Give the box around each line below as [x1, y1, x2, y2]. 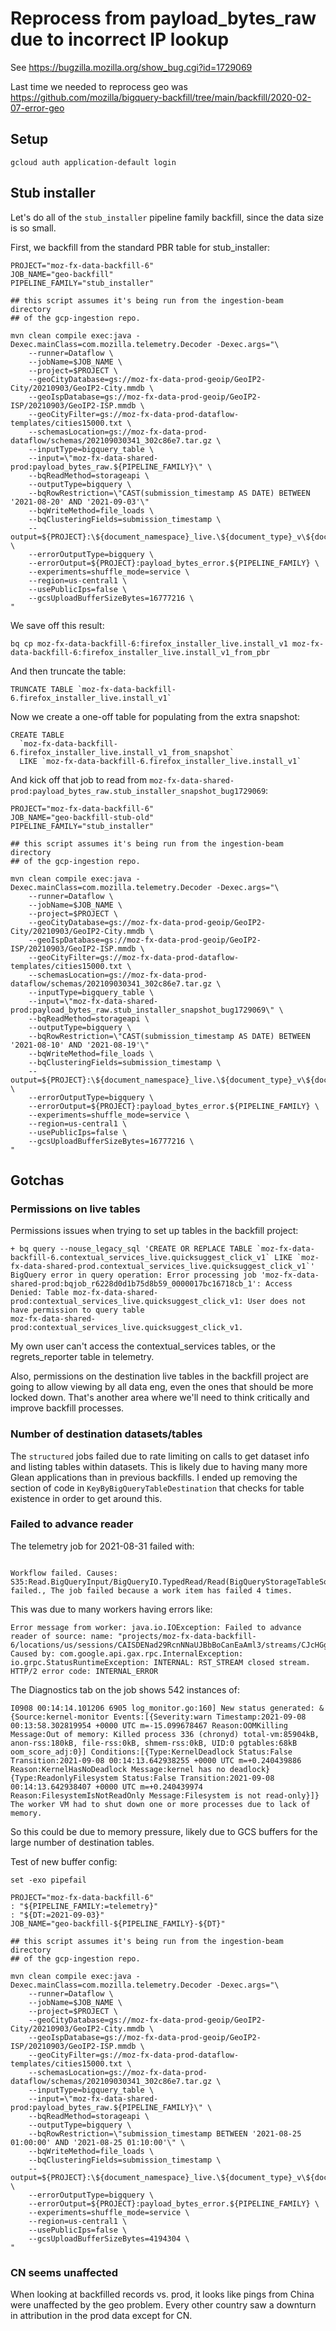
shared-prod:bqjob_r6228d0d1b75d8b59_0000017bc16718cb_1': [10, 1279, 262, 1289]
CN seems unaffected [10, 2265, 119, 2279]
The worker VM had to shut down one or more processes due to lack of [10, 1799, 311, 1809]
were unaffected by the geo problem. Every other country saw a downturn [10, 2299, 317, 2311]
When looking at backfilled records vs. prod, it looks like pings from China [10, 2288, 315, 2301]
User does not [247, 1297, 307, 1307]
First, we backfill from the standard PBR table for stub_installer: [10, 241, 271, 253]
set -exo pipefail [10, 1875, 87, 1885]
